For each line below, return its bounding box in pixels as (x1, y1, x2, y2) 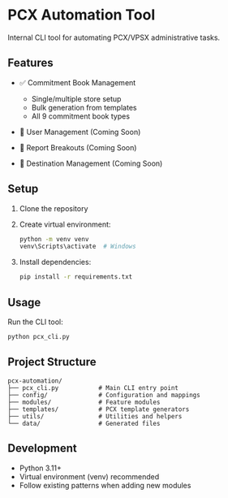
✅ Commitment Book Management (19, 77, 136, 87)
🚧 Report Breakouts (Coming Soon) (19, 142, 137, 152)
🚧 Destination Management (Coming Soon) (19, 158, 163, 168)
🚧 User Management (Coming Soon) (19, 127, 141, 136)
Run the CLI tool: (7, 317, 63, 327)
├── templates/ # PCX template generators (7, 405, 190, 414)
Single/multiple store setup (31, 93, 122, 103)
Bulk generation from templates (31, 102, 137, 112)
